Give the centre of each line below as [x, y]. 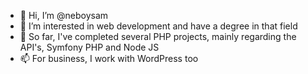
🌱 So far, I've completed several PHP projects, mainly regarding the [158, 36]
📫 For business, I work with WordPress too [109, 58]
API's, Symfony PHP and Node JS [89, 47]
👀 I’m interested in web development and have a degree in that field [158, 26]
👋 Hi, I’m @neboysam [64, 15]
